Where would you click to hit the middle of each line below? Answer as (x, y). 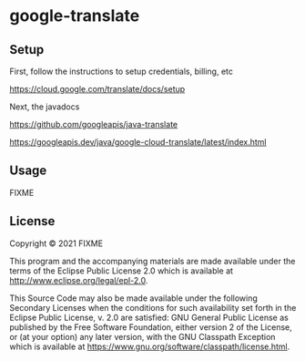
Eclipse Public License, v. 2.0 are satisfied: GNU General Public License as (149, 317)
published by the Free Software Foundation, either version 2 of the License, (151, 327)
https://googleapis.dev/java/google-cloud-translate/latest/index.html (138, 142)
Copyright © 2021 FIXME (56, 243)
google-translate (75, 16)
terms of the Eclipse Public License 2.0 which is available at (122, 271)
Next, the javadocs (45, 107)
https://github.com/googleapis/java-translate (94, 124)
